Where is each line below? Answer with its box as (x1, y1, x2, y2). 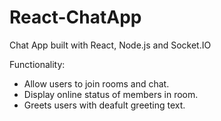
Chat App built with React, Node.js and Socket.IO (9, 39, 212, 51)
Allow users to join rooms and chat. (23, 77, 170, 90)
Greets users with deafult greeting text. (23, 99, 186, 111)
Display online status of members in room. (23, 88, 199, 100)
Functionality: (9, 58, 66, 70)
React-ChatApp (9, 6, 142, 29)
